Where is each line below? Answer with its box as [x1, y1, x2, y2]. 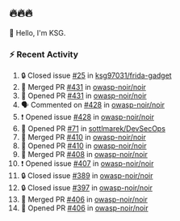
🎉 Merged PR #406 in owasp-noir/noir [20, 194, 148, 205]
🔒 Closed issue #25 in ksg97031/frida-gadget [20, 70, 172, 80]
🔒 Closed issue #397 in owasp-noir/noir [20, 183, 153, 193]
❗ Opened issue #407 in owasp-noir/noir [20, 159, 154, 168]
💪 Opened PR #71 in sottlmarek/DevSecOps [20, 124, 166, 134]
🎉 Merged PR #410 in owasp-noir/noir [20, 133, 146, 142]
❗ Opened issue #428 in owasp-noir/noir [20, 113, 154, 122]
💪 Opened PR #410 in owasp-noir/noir [20, 141, 148, 151]
